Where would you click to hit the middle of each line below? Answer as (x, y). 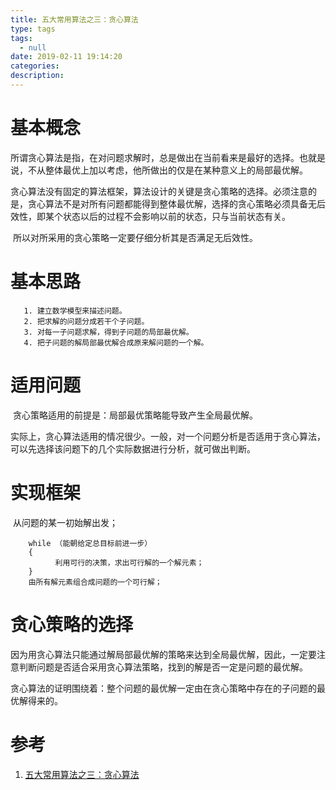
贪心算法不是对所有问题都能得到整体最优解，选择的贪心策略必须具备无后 (176, 203)
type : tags (33, 29)
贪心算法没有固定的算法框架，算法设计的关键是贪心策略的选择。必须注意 (159, 191)
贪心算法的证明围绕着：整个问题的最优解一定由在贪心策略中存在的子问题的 (163, 688)
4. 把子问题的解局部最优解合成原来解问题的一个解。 (116, 342)
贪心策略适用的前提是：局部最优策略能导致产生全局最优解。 (135, 415)
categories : (35, 66)
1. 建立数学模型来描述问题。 (75, 311)
